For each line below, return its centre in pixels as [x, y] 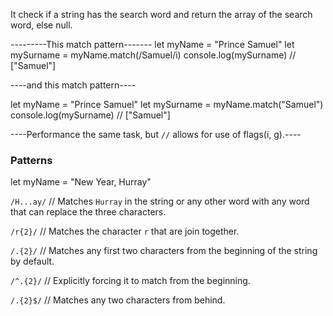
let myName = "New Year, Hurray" [81, 182]
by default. [32, 261]
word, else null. [41, 25]
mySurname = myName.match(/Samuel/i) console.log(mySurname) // [153, 55]
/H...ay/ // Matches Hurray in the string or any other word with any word [160, 201]
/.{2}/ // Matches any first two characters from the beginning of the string [164, 251]
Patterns [31, 160]
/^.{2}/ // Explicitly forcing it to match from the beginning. [130, 281]
